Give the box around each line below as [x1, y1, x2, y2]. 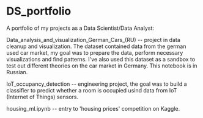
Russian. [6, 68, 28, 75]
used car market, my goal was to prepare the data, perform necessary [6, 49, 183, 56]
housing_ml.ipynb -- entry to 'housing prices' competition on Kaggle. [6, 105, 180, 112]
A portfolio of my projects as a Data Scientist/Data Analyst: [6, 24, 154, 32]
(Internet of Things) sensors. [6, 93, 78, 100]
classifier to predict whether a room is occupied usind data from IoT [6, 86, 177, 94]
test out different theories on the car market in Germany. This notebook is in [6, 62, 197, 69]
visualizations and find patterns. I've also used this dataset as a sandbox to [6, 55, 196, 63]
